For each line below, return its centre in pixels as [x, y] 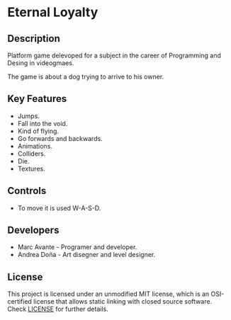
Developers [33, 230]
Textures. [31, 168]
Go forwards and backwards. [60, 138]
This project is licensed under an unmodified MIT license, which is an [108, 294]
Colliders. [32, 154]
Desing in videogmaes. [41, 63]
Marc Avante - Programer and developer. [77, 247]
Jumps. [29, 116]
